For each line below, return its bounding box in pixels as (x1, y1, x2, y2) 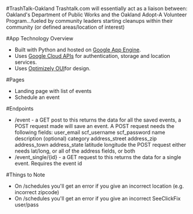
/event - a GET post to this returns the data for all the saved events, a (14, 116, 181, 123)
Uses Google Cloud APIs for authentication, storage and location (14, 53, 171, 59)
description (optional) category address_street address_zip (14, 135, 157, 142)
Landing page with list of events (14, 88, 92, 94)
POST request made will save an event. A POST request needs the (14, 123, 174, 129)
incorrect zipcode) (14, 189, 60, 195)
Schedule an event (14, 94, 60, 101)
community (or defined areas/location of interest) (6, 23, 125, 30)
